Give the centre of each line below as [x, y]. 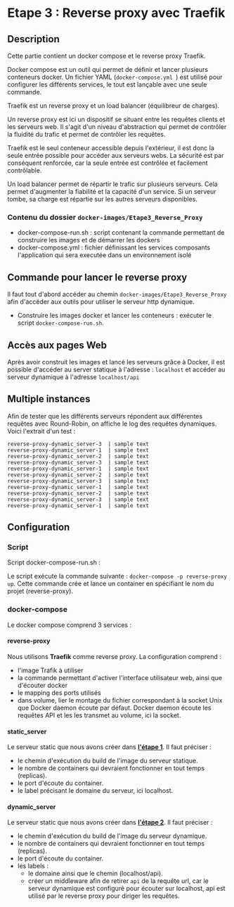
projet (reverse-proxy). [40, 591]
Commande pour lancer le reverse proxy [97, 277]
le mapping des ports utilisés [59, 693]
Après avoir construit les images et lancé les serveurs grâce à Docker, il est [116, 362]
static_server [27, 732]
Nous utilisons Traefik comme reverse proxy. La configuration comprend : [114, 656]
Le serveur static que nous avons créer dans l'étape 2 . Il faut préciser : [110, 822]
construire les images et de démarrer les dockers [89, 240]
